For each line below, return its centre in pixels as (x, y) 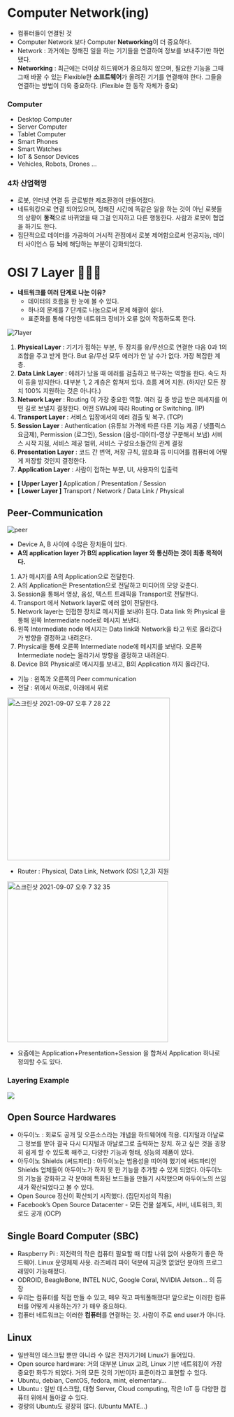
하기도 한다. (41, 226)
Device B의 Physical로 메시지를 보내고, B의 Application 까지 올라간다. (113, 664)
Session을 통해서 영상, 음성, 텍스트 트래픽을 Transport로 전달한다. (108, 594)
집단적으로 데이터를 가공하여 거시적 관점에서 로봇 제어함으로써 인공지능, (114, 235)
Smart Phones (38, 142)
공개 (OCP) (46, 1213)
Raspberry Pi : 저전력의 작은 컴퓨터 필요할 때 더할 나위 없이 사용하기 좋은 (117, 1254)
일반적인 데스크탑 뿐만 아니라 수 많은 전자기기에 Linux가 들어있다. (106, 1355)
